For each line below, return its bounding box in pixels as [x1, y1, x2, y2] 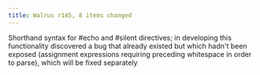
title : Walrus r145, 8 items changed [8, 11, 132, 20]
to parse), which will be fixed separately [8, 58, 138, 67]
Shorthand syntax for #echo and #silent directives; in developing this [8, 33, 232, 42]
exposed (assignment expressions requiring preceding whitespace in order [8, 49, 252, 59]
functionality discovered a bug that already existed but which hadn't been [8, 41, 247, 51]
